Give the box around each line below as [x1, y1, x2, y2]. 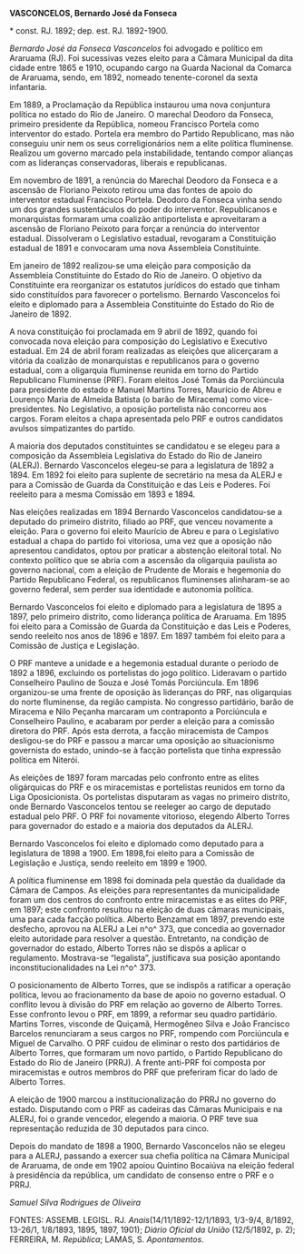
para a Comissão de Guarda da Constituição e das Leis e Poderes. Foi [9, 480, 270, 490]
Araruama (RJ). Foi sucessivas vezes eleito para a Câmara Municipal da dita [9, 53, 293, 63]
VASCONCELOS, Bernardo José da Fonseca [9, 8, 178, 18]
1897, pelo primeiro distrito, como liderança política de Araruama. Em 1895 [9, 612, 287, 622]
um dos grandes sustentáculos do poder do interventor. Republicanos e [9, 204, 278, 215]
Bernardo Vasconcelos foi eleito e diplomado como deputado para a [9, 838, 265, 849]
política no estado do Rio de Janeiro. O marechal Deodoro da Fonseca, [9, 109, 274, 119]
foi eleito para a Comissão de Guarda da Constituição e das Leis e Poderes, [9, 621, 292, 632]
